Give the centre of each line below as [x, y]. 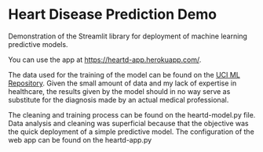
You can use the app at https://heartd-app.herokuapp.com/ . [105, 60]
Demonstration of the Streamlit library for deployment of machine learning [128, 36]
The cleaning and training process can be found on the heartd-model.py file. [132, 114]
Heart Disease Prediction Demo [113, 14]
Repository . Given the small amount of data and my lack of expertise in [122, 83]
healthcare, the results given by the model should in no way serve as [119, 91]
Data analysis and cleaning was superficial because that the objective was [128, 123]
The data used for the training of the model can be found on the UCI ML [124, 74]
